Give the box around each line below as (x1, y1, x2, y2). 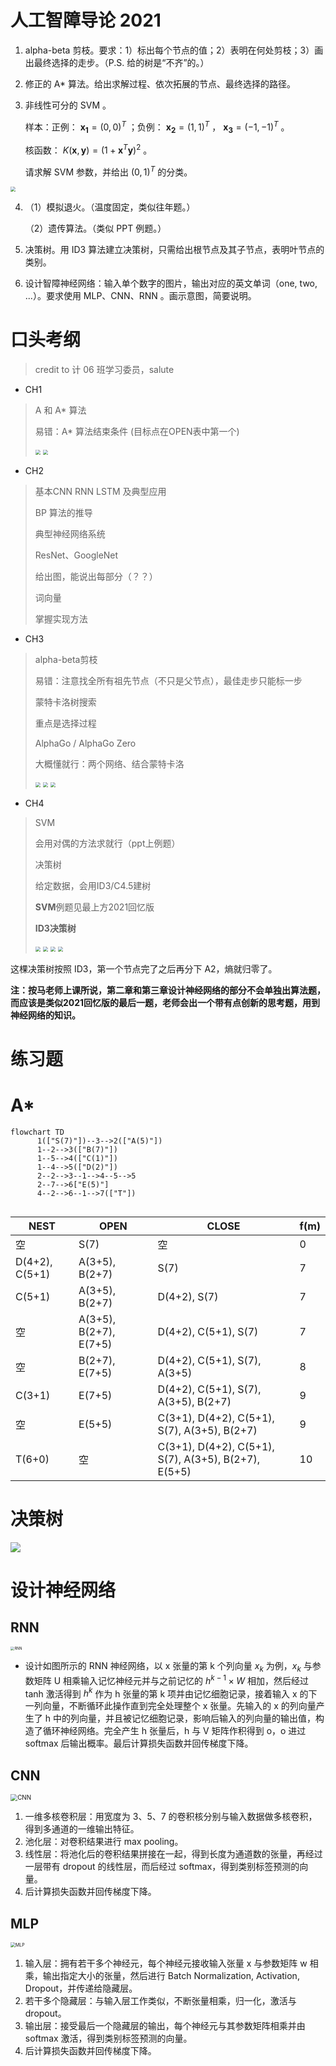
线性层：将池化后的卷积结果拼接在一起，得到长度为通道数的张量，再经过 (24, 1848, 323, 1860)
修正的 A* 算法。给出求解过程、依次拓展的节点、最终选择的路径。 (24, 77, 296, 90)
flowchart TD (10, 1127, 65, 1137)
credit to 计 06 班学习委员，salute (34, 363, 175, 375)
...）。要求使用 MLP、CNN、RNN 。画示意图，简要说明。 (24, 289, 257, 301)
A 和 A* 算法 (34, 404, 87, 416)
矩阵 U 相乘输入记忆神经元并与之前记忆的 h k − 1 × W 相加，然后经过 (33, 1672, 309, 1686)
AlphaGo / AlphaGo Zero (34, 737, 137, 749)
